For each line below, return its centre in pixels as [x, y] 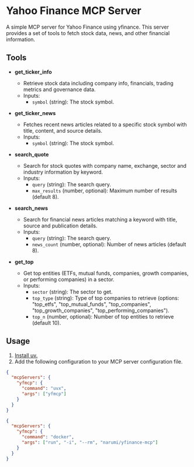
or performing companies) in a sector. [69, 279]
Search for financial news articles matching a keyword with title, [100, 219]
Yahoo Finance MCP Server [74, 11]
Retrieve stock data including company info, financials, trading [98, 83]
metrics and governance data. [59, 89]
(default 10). [46, 323]
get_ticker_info [33, 72]
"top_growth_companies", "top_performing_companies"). [101, 310]
